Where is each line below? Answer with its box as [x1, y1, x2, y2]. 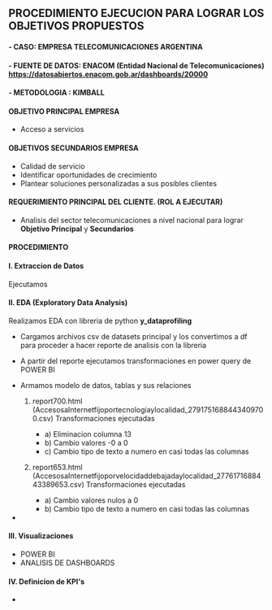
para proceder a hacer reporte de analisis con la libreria [19, 340, 207, 350]
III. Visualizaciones [8, 531, 74, 541]
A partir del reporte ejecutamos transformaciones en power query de [19, 355, 252, 365]
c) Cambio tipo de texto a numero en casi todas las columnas [44, 447, 249, 456]
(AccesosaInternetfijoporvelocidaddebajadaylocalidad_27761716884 [32, 471, 261, 481]
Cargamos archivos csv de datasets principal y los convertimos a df [19, 331, 248, 341]
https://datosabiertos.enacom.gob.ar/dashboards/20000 [8, 69, 209, 79]
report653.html [32, 462, 83, 472]
